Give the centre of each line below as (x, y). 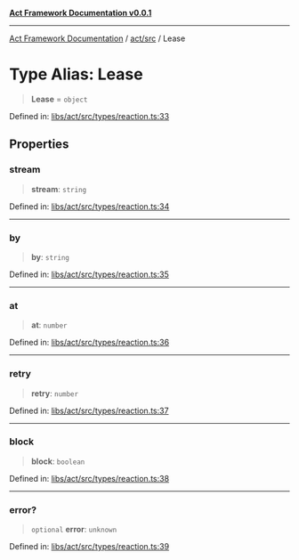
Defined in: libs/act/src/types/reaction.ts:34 (89, 206)
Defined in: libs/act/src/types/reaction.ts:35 (89, 274)
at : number (49, 325)
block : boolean (58, 461)
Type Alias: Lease (77, 74)
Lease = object (59, 99)
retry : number (54, 393)
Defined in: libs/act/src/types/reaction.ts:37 (89, 410)
